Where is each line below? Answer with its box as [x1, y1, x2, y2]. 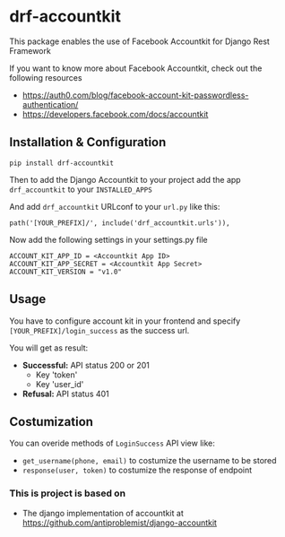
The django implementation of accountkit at [22, 507, 184, 518]
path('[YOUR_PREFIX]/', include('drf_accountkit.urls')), [9, 218, 230, 228]
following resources [9, 72, 82, 82]
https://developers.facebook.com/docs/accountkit [22, 108, 209, 119]
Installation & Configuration [9, 134, 167, 150]
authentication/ [22, 99, 79, 109]
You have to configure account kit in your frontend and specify [9, 316, 241, 326]
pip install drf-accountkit [9, 159, 115, 168]
